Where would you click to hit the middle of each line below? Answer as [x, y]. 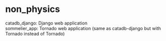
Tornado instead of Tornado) [35, 33]
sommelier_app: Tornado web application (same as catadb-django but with [83, 28]
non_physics [33, 9]
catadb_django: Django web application [46, 23]
